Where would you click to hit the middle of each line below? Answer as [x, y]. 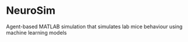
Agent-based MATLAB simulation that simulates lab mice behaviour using [94, 26]
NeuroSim [31, 11]
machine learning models [36, 32]
